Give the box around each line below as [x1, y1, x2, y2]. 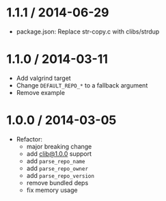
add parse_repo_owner [26, 164, 89, 172]
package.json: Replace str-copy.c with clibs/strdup [16, 27, 160, 36]
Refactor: [16, 135, 42, 143]
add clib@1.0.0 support [26, 149, 92, 158]
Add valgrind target [16, 74, 71, 82]
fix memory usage [26, 186, 78, 194]
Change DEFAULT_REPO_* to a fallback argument [16, 81, 148, 90]
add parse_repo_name [26, 157, 85, 165]
